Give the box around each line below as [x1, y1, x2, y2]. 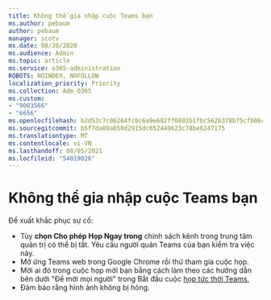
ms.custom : [8, 94, 45, 102]
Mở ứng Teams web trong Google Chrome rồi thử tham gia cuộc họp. [19, 257, 250, 267]
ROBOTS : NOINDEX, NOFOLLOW [8, 72, 99, 80]
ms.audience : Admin [8, 49, 74, 57]
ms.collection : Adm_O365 [8, 86, 92, 95]
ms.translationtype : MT [8, 131, 89, 140]
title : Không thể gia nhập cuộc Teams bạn [8, 11, 153, 20]
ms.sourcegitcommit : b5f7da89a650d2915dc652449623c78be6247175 [8, 124, 226, 132]
